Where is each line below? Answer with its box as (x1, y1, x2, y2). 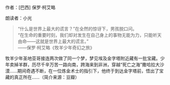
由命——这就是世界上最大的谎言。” (17, 38, 89, 44)
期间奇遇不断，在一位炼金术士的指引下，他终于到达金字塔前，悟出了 (17, 68, 159, 74)
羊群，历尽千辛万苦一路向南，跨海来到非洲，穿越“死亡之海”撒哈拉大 (18, 62, 160, 67)
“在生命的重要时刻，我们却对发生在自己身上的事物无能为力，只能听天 (17, 32, 162, 38)
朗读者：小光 (5, 15, 32, 21)
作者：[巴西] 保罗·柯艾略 (5, 5, 56, 10)
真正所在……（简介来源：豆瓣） (14, 74, 80, 80)
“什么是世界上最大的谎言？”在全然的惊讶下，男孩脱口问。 (17, 26, 138, 32)
